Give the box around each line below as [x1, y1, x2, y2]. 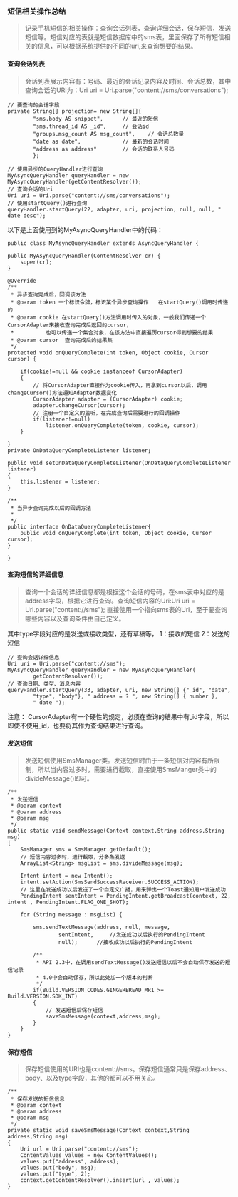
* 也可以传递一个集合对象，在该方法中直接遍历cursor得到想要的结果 [10, 329, 214, 336]
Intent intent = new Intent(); [20, 872, 113, 879]
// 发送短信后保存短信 [45, 1006, 103, 1013]
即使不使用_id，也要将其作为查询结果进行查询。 [7, 721, 148, 730]
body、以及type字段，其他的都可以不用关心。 [24, 1073, 160, 1083]
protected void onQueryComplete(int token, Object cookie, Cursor [7, 349, 209, 356]
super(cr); [20, 259, 53, 266]
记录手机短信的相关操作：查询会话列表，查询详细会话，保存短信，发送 [24, 24, 232, 33]
